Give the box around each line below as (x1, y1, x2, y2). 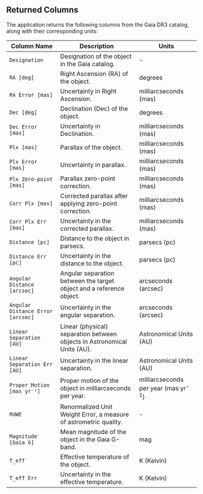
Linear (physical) (60, 322, 108, 330)
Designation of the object (60, 52, 132, 60)
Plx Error (9, 158, 37, 165)
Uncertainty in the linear (60, 356, 129, 365)
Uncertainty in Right (60, 87, 117, 95)
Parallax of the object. (60, 143, 123, 151)
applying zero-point (60, 199, 118, 208)
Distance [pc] (9, 239, 50, 245)
